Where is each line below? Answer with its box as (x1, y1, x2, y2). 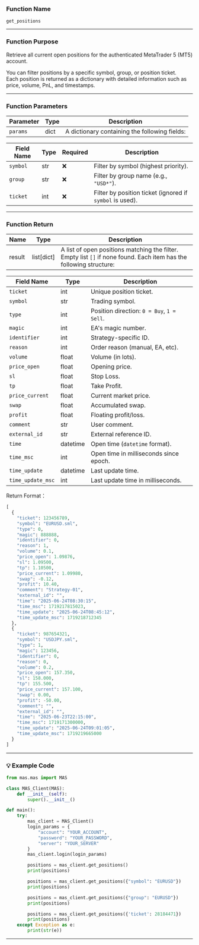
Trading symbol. (91, 297, 136, 305)
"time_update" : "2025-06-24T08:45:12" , (17, 609, 115, 615)
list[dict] (31, 253, 55, 262)
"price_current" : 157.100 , (17, 686, 84, 692)
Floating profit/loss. (91, 411, 145, 419)
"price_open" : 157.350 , (17, 670, 76, 676)
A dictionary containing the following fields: (65, 127, 186, 136)
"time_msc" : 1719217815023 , (17, 603, 86, 609)
